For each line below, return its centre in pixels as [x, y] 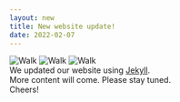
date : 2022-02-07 [42, 35]
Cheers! [24, 90]
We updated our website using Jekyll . [80, 70]
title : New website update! [63, 26]
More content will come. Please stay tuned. [90, 80]
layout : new [32, 18]
